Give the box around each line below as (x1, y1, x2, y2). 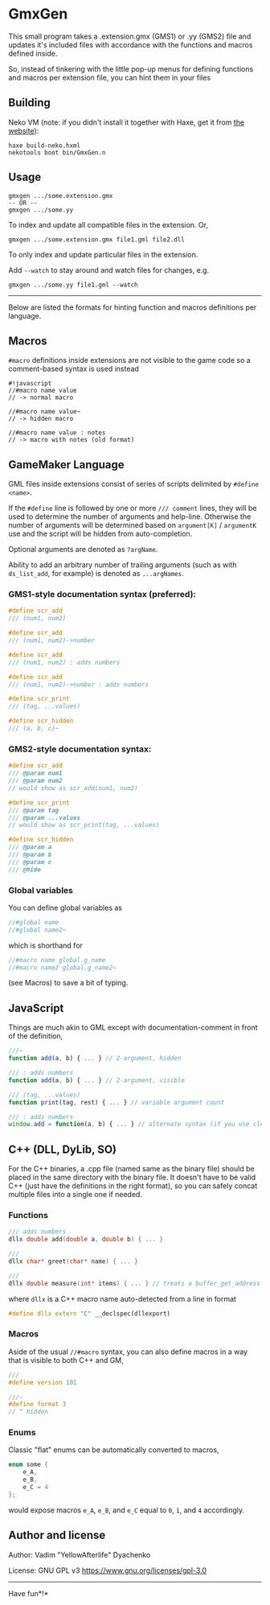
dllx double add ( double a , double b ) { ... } (8, 1236, 163, 1244)
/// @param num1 (8, 769, 63, 777)
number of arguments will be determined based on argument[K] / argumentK (8, 521, 257, 530)
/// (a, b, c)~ (8, 725, 59, 733)
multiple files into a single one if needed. (8, 1190, 143, 1200)
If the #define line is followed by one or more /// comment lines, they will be (8, 504, 257, 513)
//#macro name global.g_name (8, 956, 106, 964)
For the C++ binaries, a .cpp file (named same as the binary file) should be (8, 1164, 255, 1174)
